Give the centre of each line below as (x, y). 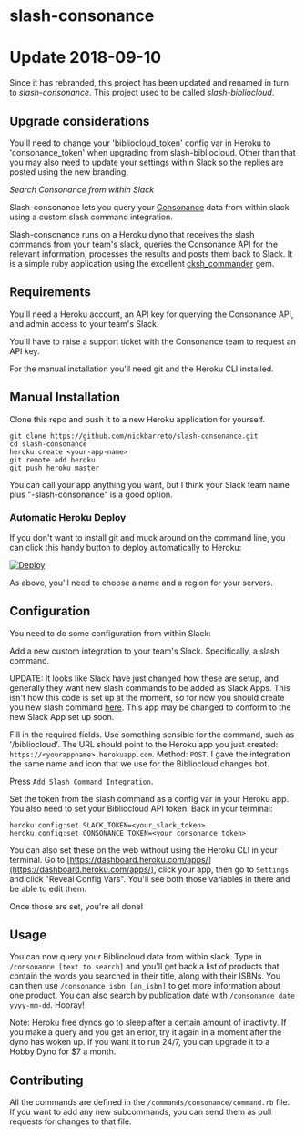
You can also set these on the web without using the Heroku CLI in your (143, 850)
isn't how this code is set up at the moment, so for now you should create (147, 697)
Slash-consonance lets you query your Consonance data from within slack (149, 207)
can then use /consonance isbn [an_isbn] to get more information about (145, 986)
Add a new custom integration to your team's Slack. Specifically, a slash (144, 651)
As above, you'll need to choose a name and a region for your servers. (141, 583)
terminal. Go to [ (40, 859)
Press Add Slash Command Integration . (81, 781)
